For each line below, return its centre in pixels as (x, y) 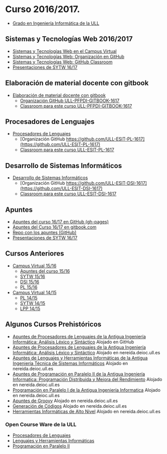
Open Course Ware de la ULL (41, 424)
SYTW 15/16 (32, 276)
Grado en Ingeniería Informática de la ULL (56, 23)
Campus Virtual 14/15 (34, 292)
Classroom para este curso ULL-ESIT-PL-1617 (67, 150)
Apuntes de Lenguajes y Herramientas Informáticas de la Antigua (80, 358)
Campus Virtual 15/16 (34, 266)
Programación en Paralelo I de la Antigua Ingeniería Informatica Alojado (87, 390)
